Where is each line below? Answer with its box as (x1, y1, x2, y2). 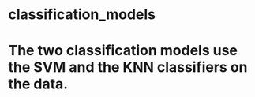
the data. (8, 75, 69, 93)
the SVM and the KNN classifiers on (8, 58, 248, 76)
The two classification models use (8, 42, 238, 60)
